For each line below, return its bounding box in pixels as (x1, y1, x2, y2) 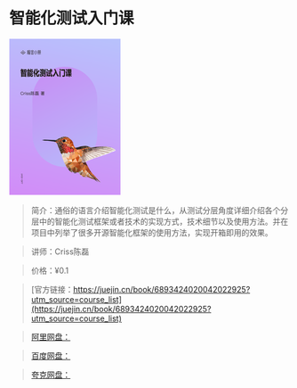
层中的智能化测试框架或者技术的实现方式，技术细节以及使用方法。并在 (30, 216, 289, 227)
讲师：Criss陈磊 (30, 246, 90, 257)
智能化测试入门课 (9, 8, 135, 29)
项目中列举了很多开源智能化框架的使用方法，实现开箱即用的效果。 (30, 227, 273, 237)
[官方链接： (30, 284, 74, 294)
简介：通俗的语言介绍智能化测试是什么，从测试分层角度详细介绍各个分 (30, 204, 289, 215)
